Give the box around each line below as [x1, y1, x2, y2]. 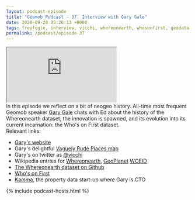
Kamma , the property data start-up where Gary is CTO [14, 176, 146, 183]
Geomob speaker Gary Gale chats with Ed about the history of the [6, 109, 165, 116]
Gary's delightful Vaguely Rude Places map [14, 145, 119, 152]
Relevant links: [6, 127, 41, 135]
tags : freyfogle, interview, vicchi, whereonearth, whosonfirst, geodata [6, 25, 190, 31]
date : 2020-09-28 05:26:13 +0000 [6, 19, 88, 25]
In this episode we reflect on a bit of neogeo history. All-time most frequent [6, 103, 187, 110]
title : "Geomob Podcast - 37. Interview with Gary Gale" [6, 14, 148, 20]
